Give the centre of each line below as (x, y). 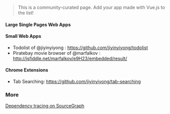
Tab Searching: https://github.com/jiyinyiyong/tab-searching (77, 82)
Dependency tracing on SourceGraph (45, 106)
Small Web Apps (23, 36)
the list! (26, 13)
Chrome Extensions (27, 70)
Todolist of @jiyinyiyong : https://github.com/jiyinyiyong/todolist (80, 48)
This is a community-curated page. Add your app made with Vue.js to (91, 7)
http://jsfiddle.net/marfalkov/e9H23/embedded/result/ (70, 58)
